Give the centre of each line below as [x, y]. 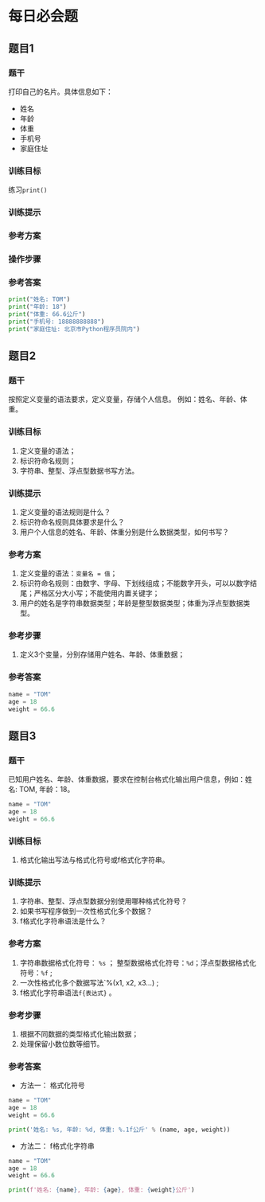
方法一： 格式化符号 [52, 1085]
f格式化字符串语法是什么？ [63, 921]
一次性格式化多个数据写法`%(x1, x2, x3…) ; [89, 982]
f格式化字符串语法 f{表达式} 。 [68, 993]
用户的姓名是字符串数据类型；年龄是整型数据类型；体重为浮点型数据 [131, 603]
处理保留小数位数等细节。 [62, 1044]
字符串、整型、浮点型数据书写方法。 [79, 470]
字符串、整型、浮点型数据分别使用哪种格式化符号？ [103, 901]
